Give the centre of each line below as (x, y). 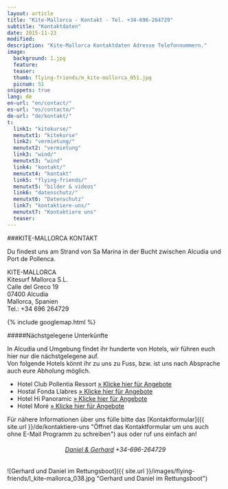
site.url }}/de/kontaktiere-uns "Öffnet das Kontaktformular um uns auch (108, 426)
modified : (21, 39)
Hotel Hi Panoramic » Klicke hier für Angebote (82, 398)
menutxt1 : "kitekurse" (46, 135)
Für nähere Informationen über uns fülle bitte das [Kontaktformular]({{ (106, 419)
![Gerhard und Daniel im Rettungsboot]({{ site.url (76, 471)
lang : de (20, 97)
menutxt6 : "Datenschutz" (49, 199)
